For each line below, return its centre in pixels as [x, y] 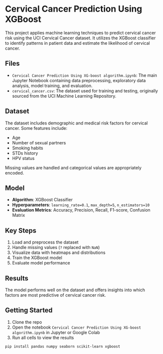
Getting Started [29, 310]
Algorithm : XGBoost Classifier [42, 200]
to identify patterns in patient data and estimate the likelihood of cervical [78, 43]
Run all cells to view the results [43, 337]
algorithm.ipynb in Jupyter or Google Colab [56, 332]
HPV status [23, 158]
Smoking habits [28, 148]
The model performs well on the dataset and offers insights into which [75, 290]
